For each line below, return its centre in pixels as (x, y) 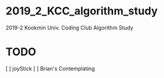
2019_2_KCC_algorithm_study (82, 11)
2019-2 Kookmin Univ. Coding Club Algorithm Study (69, 28)
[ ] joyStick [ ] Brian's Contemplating (50, 68)
